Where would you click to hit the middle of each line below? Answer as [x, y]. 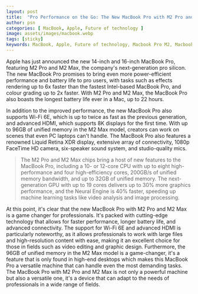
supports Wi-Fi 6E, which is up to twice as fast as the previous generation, [96, 117]
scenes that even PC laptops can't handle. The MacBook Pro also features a [98, 135]
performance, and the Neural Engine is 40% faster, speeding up [98, 191]
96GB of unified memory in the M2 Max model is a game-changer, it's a [93, 253]
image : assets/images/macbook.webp [50, 34]
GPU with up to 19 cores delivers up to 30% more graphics [119, 185]
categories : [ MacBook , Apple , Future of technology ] [75, 28]
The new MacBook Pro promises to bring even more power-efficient [89, 74]
